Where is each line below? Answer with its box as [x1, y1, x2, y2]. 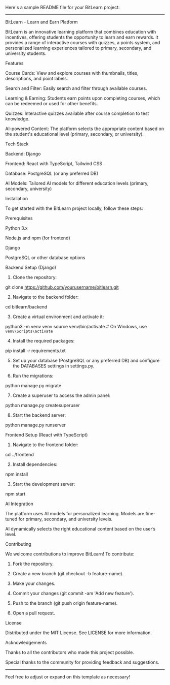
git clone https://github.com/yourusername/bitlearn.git [5, 284, 119, 290]
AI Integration [5, 501, 34, 507]
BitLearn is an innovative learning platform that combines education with [5, 29, 156, 35]
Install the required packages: [12, 338, 75, 344]
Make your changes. [12, 580, 56, 586]
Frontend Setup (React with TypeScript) [5, 432, 88, 438]
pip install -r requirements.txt [5, 348, 66, 354]
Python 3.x [5, 225, 28, 231]
